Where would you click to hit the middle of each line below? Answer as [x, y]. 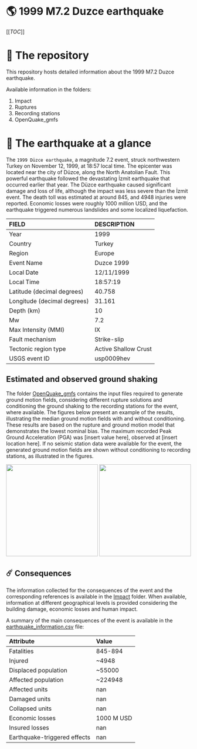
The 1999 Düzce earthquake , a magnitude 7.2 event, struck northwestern [93, 159]
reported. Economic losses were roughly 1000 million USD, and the [87, 203]
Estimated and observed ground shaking [82, 379]
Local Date [24, 272]
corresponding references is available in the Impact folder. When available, [96, 597]
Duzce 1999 [112, 262]
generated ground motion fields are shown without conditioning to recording [98, 450]
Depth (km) [25, 311]
